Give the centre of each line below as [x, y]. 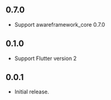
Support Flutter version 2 [45, 58]
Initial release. [32, 92]
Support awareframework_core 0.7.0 [60, 24]
